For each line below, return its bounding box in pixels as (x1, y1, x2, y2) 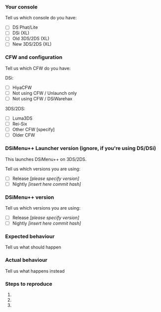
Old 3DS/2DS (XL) (12, 36, 50, 42)
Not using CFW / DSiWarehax (12, 95, 73, 101)
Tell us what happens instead (5, 268, 65, 274)
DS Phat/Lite (12, 24, 38, 30)
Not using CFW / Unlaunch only (12, 90, 77, 96)
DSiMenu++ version (5, 194, 54, 201)
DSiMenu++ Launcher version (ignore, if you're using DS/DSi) (5, 145, 156, 152)
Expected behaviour (5, 233, 55, 240)
